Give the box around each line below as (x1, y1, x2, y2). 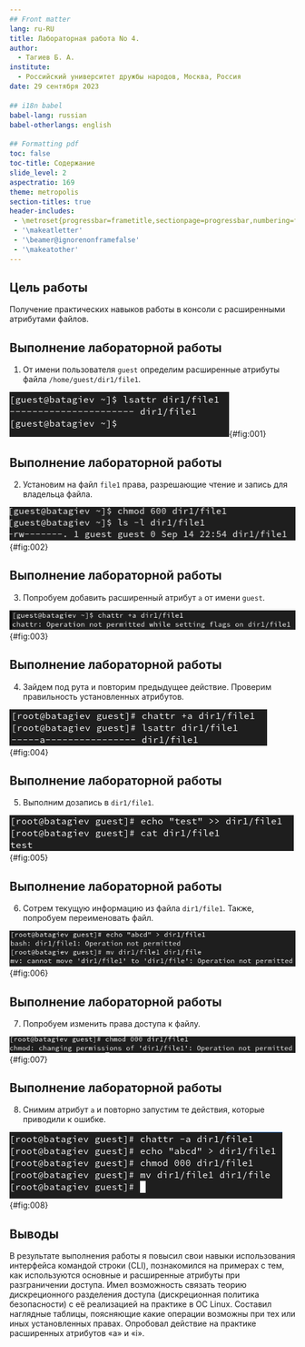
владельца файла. (22, 489, 93, 500)
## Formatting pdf (9, 139, 79, 149)
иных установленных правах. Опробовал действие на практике (9, 1318, 257, 1329)
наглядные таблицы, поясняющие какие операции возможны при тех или (9, 1309, 296, 1320)
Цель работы (9, 280, 88, 296)
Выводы (9, 1226, 59, 1241)
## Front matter (9, 15, 71, 24)
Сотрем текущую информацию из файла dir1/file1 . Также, (22, 903, 254, 914)
